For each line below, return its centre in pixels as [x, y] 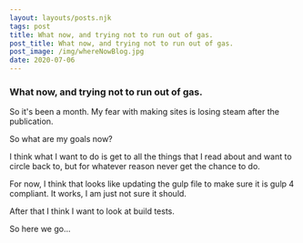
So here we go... [40, 229]
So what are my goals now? [61, 139]
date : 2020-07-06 [42, 60]
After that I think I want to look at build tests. [92, 211]
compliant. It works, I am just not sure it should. [98, 194]
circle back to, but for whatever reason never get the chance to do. [135, 167]
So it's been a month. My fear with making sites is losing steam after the [145, 112]
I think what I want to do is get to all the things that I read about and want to [151, 157]
